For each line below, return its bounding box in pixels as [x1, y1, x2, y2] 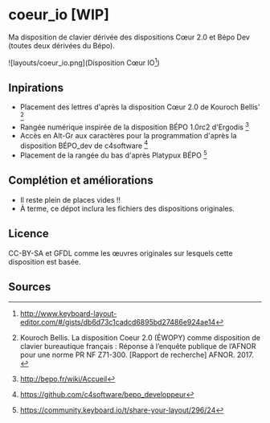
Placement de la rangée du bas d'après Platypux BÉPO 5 [19, 149, 207, 160]
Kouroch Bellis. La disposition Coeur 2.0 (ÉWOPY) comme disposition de [19, 333, 261, 343]
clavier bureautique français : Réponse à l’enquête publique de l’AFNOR [19, 342, 256, 351]
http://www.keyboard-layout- [19, 309, 117, 318]
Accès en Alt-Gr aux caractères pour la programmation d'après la [19, 130, 237, 140]
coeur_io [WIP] [8, 6, 110, 24]
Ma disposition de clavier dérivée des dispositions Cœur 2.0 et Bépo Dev [8, 32, 251, 42]
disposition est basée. [8, 257, 82, 266]
